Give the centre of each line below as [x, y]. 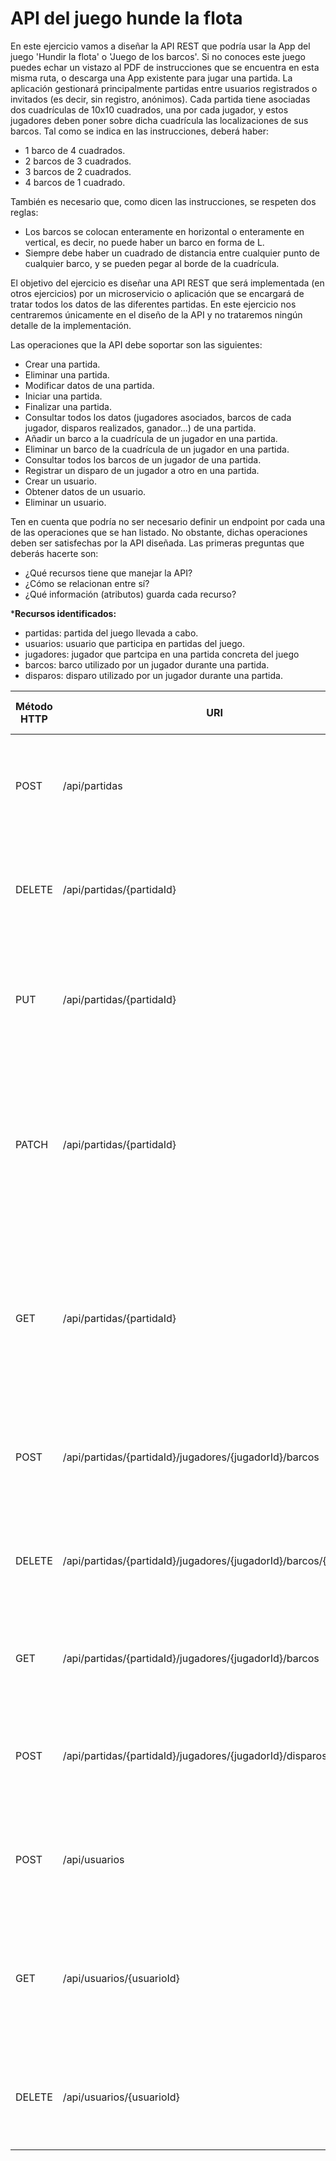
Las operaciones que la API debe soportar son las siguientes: [136, 344]
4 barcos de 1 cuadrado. [75, 182]
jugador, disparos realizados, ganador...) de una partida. [140, 428]
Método [34, 706]
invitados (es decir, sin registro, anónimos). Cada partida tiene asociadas [160, 99]
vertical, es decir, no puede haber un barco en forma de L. [144, 242]
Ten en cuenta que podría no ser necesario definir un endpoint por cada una [168, 521]
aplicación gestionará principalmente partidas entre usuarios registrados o [164, 88]
